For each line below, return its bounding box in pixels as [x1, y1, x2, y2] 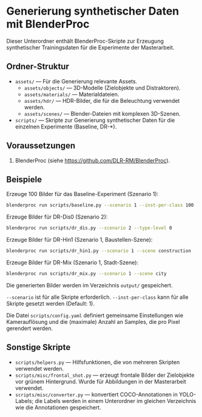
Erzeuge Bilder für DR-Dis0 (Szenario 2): [6, 213, 108, 220]
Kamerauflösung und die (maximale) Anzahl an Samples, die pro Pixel [6, 318, 180, 325]
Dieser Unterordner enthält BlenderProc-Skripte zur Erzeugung [6, 37, 164, 44]
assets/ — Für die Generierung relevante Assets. [15, 77, 138, 85]
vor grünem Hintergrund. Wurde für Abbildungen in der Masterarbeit [15, 377, 186, 385]
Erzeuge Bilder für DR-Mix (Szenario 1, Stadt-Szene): [6, 259, 138, 266]
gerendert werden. [6, 324, 53, 332]
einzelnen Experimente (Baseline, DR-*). [15, 123, 117, 130]
